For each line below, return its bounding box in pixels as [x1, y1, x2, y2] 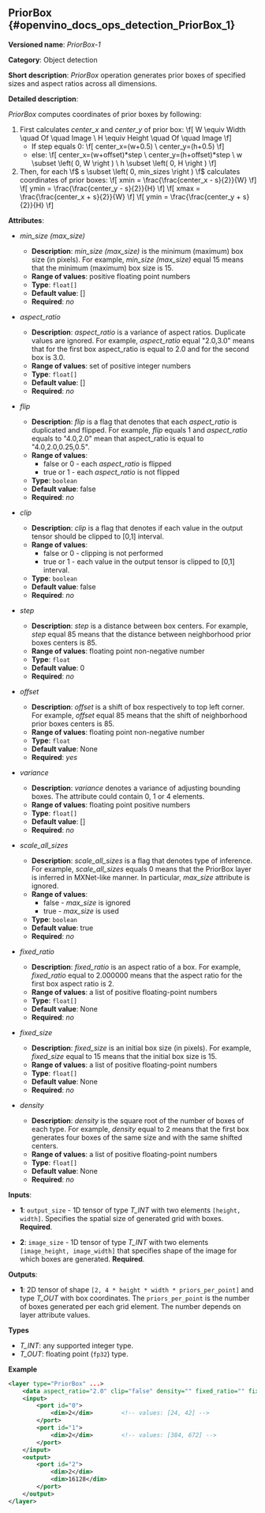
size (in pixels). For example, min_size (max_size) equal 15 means [31, 255, 244, 264]
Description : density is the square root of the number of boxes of [31, 1115, 244, 1125]
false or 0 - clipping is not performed [43, 548, 163, 558]
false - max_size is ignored [43, 898, 131, 907]
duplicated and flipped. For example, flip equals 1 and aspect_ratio [31, 425, 248, 434]
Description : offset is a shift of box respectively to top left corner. [31, 702, 245, 711]
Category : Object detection [8, 55, 98, 64]
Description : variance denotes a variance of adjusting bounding [31, 783, 241, 792]
